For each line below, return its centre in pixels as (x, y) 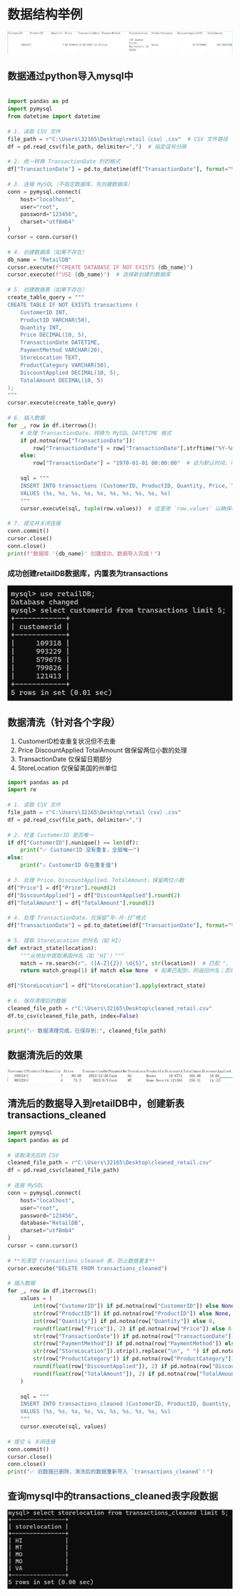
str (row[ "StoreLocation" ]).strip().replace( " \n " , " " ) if (121, 1352)
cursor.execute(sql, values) (64, 1427)
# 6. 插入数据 (26, 418)
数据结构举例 (45, 15)
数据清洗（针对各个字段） (64, 723)
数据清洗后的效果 (45, 1055)
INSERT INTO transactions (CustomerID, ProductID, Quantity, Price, (124, 486)
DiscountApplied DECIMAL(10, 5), (70, 372)
